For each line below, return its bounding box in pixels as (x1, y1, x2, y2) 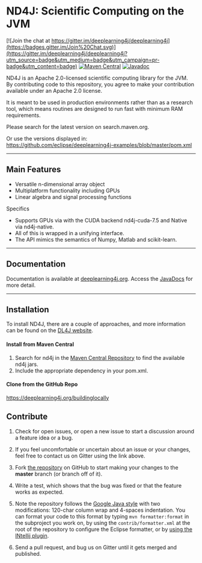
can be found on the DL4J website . (6, 327, 94, 334)
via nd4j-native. (14, 223, 54, 230)
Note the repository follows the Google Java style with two (14, 500, 161, 507)
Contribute (6, 412, 48, 422)
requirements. (6, 112, 41, 119)
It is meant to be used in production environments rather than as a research (6, 98, 194, 106)
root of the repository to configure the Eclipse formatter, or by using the (14, 526, 192, 533)
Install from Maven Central (6, 341, 74, 348)
